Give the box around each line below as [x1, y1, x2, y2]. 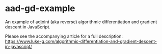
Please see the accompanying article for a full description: [5, 33, 123, 39]
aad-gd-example [5, 3, 75, 14]
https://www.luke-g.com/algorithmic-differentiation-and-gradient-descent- [5, 38, 157, 44]
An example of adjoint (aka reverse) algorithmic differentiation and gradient [5, 19, 157, 25]
